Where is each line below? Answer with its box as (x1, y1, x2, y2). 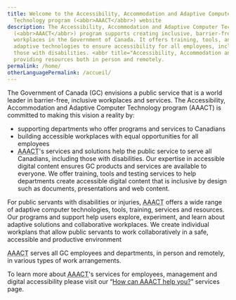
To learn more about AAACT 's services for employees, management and (7, 270, 218, 278)
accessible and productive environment (7, 235, 122, 243)
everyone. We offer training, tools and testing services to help (17, 169, 197, 178)
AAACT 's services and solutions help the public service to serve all (17, 147, 212, 155)
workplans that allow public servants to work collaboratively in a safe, (7, 228, 209, 236)
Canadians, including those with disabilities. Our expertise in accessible (17, 154, 225, 162)
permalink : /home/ (7, 63, 61, 70)
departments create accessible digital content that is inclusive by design (17, 176, 227, 185)
